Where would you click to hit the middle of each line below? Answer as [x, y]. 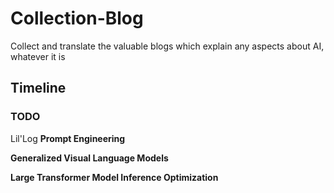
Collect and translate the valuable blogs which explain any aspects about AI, [167, 46]
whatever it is [38, 56]
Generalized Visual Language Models [89, 158]
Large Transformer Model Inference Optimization [114, 177]
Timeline [38, 88]
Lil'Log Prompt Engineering [68, 138]
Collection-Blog [77, 18]
